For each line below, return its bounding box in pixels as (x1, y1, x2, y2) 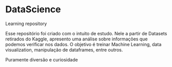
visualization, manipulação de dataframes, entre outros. (5, 47, 123, 53)
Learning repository (5, 20, 47, 27)
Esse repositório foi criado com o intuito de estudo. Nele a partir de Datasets (5, 30, 167, 36)
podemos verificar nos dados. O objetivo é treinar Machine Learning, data (5, 41, 162, 47)
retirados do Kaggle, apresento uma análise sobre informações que (5, 36, 148, 42)
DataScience (5, 4, 61, 15)
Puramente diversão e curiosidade (5, 56, 78, 62)
